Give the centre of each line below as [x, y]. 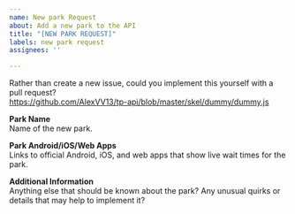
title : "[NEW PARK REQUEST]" [63, 34]
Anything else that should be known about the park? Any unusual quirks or [145, 191]
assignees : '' [35, 50]
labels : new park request [57, 42]
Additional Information [52, 181]
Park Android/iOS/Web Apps [63, 146]
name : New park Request [53, 17]
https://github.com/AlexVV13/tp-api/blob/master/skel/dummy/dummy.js [139, 102]
